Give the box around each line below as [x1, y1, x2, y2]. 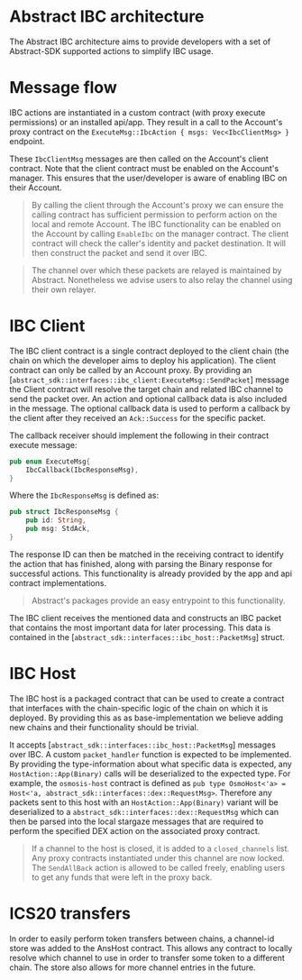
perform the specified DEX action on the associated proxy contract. [9, 825, 261, 836]
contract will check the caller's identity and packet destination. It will [31, 237, 287, 249]
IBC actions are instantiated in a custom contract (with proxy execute [9, 106, 266, 118]
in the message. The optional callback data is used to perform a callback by [9, 403, 291, 414]
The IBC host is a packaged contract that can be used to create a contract [9, 692, 285, 704]
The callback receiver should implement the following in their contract [9, 430, 270, 441]
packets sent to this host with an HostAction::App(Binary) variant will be [9, 796, 279, 808]
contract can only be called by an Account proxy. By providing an [9, 364, 252, 375]
